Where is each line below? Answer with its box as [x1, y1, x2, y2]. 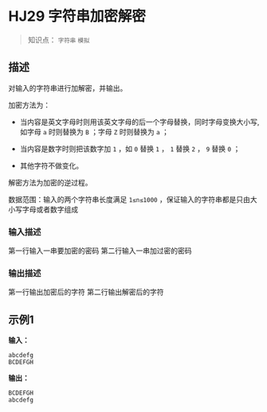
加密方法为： [8, 100, 50, 110]
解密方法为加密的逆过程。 [8, 177, 92, 187]
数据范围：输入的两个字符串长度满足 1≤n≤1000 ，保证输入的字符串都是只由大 [8, 194, 257, 204]
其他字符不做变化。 [19, 161, 84, 170]
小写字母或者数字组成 [8, 204, 78, 214]
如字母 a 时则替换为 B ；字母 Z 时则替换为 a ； [19, 126, 169, 136]
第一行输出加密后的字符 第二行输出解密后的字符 [8, 287, 164, 297]
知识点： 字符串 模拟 [27, 35, 90, 45]
